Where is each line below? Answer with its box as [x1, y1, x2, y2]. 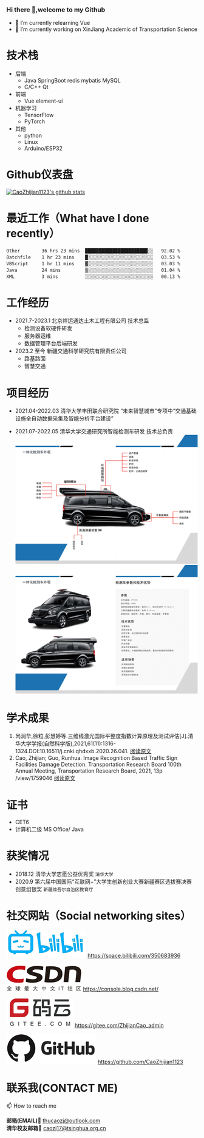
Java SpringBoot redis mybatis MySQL [24, 77, 121, 84]
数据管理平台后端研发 [24, 340, 78, 347]
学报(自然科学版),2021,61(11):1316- [31, 740, 117, 747]
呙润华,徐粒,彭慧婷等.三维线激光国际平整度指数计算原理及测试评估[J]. [15, 733, 188, 740]
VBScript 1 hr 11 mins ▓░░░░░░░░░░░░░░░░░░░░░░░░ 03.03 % [6, 260, 181, 266]
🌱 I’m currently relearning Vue [15, 19, 90, 27]
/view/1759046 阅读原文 [15, 774, 76, 782]
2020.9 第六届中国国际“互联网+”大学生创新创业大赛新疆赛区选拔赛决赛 [15, 878, 192, 886]
